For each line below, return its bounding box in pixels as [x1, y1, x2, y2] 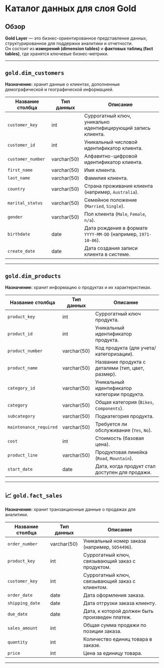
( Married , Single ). [84, 202, 125, 209]
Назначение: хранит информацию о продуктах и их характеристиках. [5, 284, 152, 290]
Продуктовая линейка [95, 448, 148, 455]
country [7, 186, 25, 192]
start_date [7, 466, 33, 472]
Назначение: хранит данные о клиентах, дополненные [5, 81, 120, 87]
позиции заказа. [83, 628, 122, 635]
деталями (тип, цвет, [95, 364, 145, 371]
